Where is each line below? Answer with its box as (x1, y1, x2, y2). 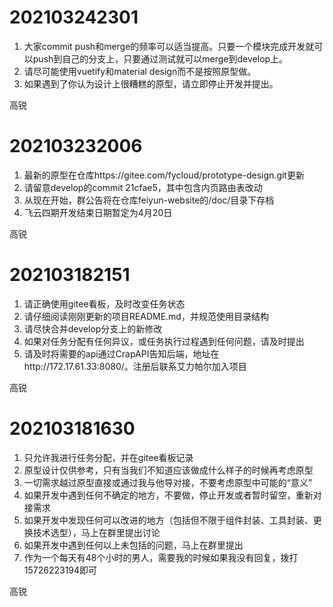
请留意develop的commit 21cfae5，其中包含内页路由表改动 (23, 181, 263, 193)
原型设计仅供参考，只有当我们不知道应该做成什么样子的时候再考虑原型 (23, 464, 314, 476)
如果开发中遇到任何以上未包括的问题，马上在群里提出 (23, 539, 244, 551)
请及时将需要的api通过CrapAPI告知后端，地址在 (23, 347, 220, 360)
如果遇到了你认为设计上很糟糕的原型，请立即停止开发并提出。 (23, 77, 279, 90)
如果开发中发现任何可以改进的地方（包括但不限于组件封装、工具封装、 (23, 514, 314, 526)
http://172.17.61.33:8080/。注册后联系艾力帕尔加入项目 (23, 360, 247, 372)
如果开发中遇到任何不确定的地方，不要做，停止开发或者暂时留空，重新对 (23, 489, 322, 501)
